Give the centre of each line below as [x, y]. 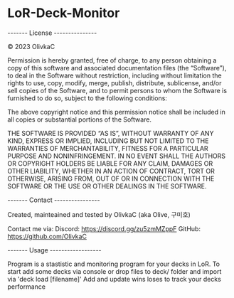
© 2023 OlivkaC [31, 46]
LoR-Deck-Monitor [64, 13]
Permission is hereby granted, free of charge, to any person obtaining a [112, 60]
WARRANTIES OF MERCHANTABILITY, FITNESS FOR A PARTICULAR [108, 148]
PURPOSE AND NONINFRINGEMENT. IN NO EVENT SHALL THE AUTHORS [117, 156]
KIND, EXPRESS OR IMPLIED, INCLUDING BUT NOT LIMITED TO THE [108, 141]
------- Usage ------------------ [54, 250]
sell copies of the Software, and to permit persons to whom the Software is [117, 90]
